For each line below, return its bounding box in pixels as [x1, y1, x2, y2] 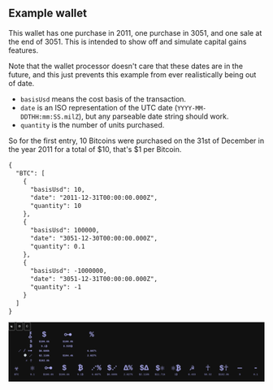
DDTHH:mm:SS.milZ [19, 113, 80, 121]
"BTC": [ [15, 169, 45, 177]
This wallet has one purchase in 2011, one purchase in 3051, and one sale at [8, 28, 262, 37]
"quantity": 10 [29, 201, 82, 210]
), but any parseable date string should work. [78, 111, 229, 121]
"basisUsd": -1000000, [29, 266, 107, 275]
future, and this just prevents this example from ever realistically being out [8, 69, 257, 80]
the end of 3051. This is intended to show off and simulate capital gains [8, 37, 247, 46]
